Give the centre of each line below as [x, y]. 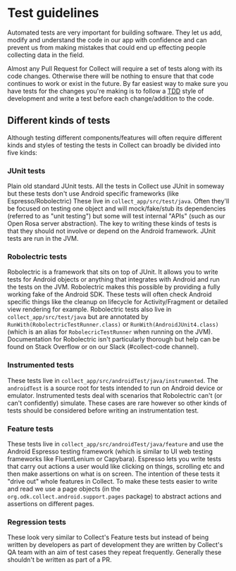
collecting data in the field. [46, 55]
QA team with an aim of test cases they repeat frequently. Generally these [114, 552]
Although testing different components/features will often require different [115, 137]
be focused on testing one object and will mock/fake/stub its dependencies [117, 208]
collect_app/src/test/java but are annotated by [78, 317]
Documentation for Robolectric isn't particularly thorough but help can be [114, 339]
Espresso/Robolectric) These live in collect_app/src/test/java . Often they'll [118, 201]
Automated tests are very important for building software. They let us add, [115, 32]
